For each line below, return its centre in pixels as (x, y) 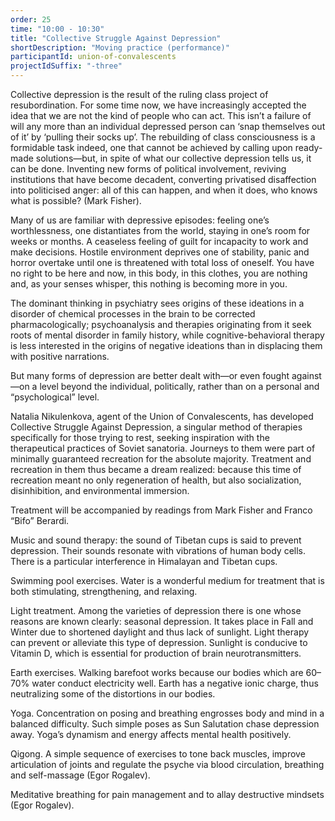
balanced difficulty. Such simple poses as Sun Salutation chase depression (165, 724)
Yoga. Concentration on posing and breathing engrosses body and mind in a (167, 713)
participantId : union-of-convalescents (93, 57)
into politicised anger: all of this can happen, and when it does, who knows (164, 190)
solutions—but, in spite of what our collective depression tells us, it (173, 158)
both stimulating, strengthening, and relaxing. (104, 591)
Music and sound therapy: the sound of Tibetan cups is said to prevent (156, 540)
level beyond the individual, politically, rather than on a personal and (179, 386)
